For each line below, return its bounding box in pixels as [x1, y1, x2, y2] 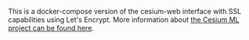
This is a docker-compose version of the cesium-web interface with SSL [8, 7, 242, 16]
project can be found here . [8, 24, 94, 32]
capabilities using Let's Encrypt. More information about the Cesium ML [8, 15, 240, 24]
